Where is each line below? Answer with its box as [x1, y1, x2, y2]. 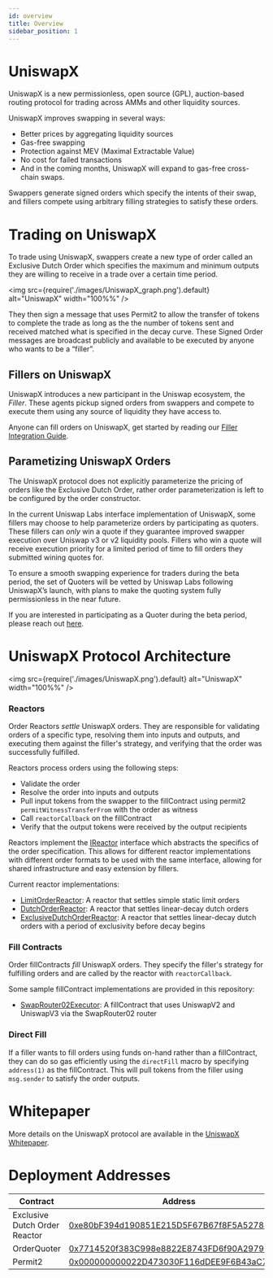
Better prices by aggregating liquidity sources [19, 129, 174, 139]
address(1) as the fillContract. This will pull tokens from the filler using [8, 1065, 244, 1075]
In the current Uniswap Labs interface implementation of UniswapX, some [8, 509, 256, 519]
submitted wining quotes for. [8, 552, 104, 562]
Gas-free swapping [19, 137, 85, 147]
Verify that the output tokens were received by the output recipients [19, 822, 248, 832]
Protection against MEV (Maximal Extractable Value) [19, 146, 195, 156]
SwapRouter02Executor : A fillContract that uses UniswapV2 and [19, 1000, 236, 1010]
